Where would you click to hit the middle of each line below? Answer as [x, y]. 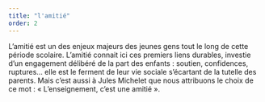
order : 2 [23, 23]
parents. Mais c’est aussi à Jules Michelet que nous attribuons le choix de [131, 80]
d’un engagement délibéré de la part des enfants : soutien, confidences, [128, 63]
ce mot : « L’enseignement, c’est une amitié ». [84, 88]
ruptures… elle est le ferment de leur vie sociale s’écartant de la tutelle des [132, 71]
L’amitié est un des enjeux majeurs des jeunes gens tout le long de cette [128, 46]
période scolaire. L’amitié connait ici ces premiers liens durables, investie [130, 55]
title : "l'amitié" [39, 16]
